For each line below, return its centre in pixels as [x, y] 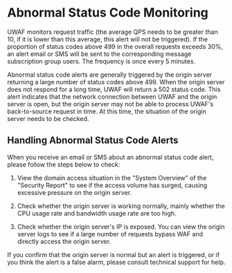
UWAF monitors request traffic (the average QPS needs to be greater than [113, 32]
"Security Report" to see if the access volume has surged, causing [112, 185]
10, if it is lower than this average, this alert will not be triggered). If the [108, 39]
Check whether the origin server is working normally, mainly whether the [121, 206]
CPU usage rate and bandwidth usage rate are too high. [97, 213]
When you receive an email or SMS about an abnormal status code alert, [110, 157]
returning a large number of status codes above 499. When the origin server [116, 82]
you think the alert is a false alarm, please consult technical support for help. [116, 262]
